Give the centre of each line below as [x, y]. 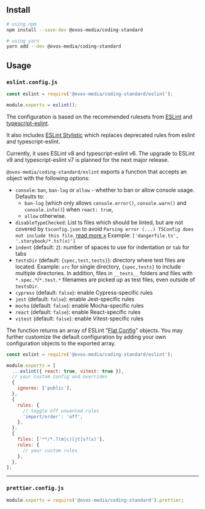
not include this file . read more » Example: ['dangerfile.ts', [97, 235]
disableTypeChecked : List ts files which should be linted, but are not [99, 222]
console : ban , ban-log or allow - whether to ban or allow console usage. [105, 190]
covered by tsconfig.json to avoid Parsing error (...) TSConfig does [104, 229]
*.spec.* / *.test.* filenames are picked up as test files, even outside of [105, 280]
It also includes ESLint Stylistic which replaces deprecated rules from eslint [101, 135]
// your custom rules [50, 450]
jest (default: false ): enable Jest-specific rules [75, 299]
